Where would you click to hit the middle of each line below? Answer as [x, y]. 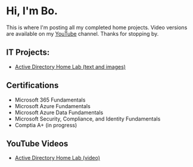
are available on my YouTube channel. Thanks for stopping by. [83, 33]
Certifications [32, 85]
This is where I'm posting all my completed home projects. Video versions [97, 27]
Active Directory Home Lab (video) [57, 158]
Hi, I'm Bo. [32, 11]
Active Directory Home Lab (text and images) [70, 67]
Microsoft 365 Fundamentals [50, 100]
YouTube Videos [37, 144]
